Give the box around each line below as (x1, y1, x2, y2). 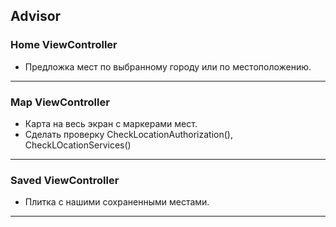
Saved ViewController (10, 173, 120, 187)
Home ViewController (10, 38, 118, 52)
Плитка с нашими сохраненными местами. (24, 196, 210, 208)
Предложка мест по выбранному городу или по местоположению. (24, 60, 312, 73)
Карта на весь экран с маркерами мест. (24, 117, 198, 129)
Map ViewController (10, 95, 110, 109)
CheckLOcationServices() (24, 139, 132, 151)
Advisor (10, 8, 62, 25)
